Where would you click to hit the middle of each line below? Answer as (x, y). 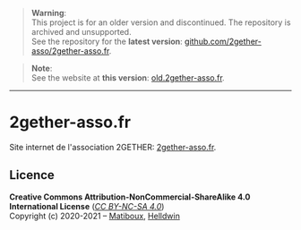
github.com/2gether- (223, 41)
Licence (32, 175)
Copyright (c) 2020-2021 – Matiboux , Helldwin (95, 216)
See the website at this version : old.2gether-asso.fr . (128, 78)
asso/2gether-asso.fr (70, 51)
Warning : (49, 13)
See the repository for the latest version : (107, 41)
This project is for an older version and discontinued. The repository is (161, 22)
